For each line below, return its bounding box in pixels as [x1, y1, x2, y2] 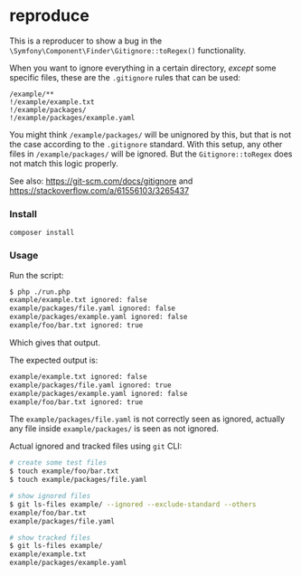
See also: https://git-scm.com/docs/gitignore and [9, 175, 193, 186]
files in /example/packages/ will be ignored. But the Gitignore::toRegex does [9, 148, 293, 159]
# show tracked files [9, 533, 91, 543]
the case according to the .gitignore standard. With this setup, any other [9, 138, 283, 149]
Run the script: [9, 269, 64, 280]
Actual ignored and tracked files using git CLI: [9, 440, 183, 452]
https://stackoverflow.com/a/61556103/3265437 [9, 184, 190, 195]
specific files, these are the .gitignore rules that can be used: [9, 71, 241, 82]
